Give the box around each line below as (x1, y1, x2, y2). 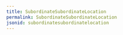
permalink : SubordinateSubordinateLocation (6, 14, 118, 20)
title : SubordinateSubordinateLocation (6, 8, 107, 15)
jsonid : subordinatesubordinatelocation (6, 20, 110, 26)
